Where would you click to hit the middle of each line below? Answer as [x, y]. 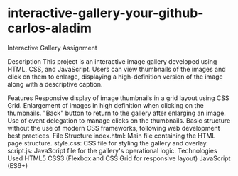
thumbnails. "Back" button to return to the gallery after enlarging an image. [117, 113]
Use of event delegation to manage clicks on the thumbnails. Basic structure [119, 120]
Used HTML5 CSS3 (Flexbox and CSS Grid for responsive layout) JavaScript [119, 158]
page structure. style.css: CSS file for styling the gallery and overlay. [108, 143]
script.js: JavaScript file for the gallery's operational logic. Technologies [113, 150]
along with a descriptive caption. [55, 84]
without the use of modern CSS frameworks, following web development [114, 128]
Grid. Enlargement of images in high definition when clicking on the [106, 105]
